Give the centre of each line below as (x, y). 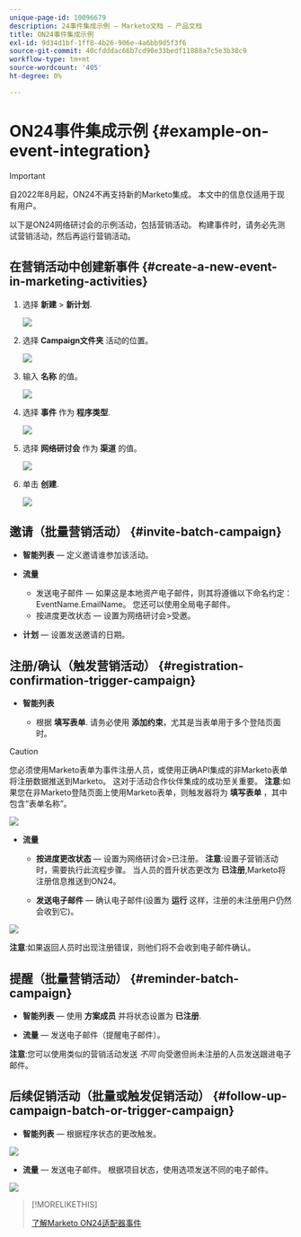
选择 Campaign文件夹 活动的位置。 (88, 340)
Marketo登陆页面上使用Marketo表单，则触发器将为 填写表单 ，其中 (164, 792)
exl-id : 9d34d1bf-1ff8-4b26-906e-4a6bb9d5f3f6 (98, 43)
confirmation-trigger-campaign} (102, 680)
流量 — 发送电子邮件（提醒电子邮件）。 (93, 1035)
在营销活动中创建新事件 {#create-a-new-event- (143, 267)
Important (27, 175)
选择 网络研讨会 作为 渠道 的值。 (82, 448)
